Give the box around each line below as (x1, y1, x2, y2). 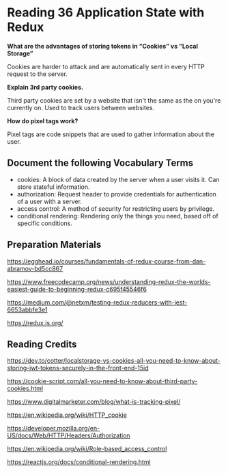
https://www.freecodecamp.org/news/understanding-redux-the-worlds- (7, 277, 211, 285)
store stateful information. (16, 183, 90, 191)
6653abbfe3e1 (7, 305, 48, 314)
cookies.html (7, 385, 43, 393)
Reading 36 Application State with (7, 5, 205, 21)
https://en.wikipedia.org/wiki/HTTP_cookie (7, 411, 128, 419)
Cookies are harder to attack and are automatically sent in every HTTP (7, 62, 205, 71)
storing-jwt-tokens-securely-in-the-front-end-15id (7, 364, 149, 372)
